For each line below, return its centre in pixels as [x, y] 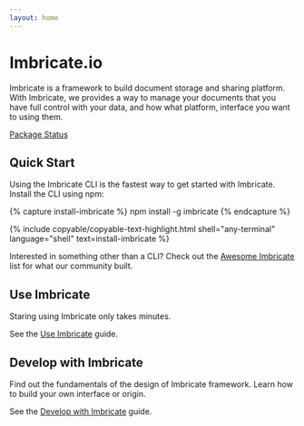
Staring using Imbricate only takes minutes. [90, 316]
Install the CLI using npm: [57, 194]
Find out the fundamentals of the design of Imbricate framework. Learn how [151, 384]
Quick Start [42, 163]
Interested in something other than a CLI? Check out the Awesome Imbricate [152, 257]
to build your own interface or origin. [78, 394]
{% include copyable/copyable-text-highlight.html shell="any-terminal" [142, 229]
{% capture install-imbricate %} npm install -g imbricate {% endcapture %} [150, 212]
